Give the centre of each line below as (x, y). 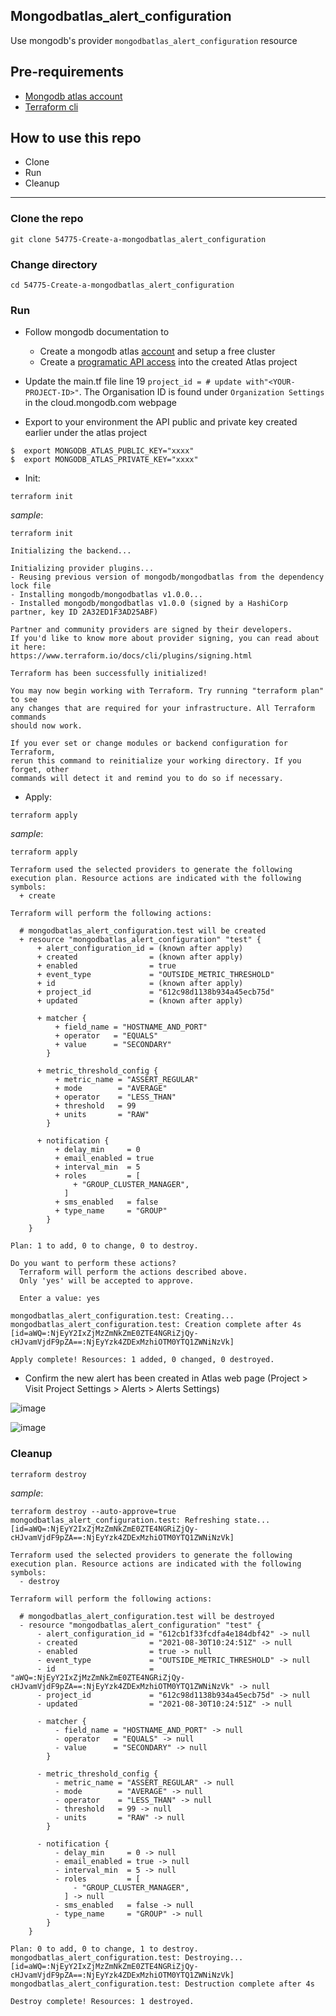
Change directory (54, 264)
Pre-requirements (67, 72)
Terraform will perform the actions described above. (133, 1272)
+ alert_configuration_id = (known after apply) (140, 949)
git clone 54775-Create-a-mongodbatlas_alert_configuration (138, 239)
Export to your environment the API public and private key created (161, 422)
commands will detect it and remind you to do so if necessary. (147, 779)
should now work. (46, 726)
